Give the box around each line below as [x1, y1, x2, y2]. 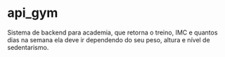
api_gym [7, 5, 58, 21]
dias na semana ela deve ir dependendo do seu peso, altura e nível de [7, 35, 210, 44]
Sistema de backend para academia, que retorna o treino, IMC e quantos [7, 28, 218, 37]
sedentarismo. [7, 43, 49, 51]
